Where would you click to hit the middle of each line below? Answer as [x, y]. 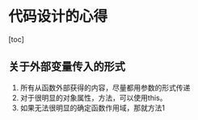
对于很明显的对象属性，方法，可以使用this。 [93, 97]
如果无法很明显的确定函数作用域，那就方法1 [93, 108]
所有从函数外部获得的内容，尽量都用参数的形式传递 [105, 87]
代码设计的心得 [58, 17]
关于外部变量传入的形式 [67, 66]
